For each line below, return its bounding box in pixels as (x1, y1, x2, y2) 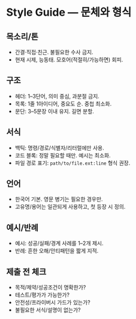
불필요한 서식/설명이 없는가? (14, 306, 81, 314)
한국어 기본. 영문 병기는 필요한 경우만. (14, 195, 103, 203)
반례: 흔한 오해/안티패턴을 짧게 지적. (14, 247, 99, 254)
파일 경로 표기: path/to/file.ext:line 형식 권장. (14, 159, 131, 166)
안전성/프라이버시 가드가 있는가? (14, 299, 91, 306)
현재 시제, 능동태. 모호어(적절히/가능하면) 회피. (14, 56, 123, 63)
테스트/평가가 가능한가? (14, 291, 70, 298)
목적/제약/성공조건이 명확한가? (14, 284, 86, 291)
